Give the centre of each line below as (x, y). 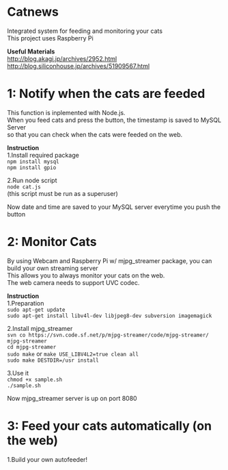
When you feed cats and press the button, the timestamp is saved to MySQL (114, 120)
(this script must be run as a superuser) (62, 193)
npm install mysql (33, 162)
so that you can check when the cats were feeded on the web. (95, 134)
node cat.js (24, 187)
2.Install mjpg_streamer (40, 328)
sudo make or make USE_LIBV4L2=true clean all (73, 354)
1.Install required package (43, 155)
